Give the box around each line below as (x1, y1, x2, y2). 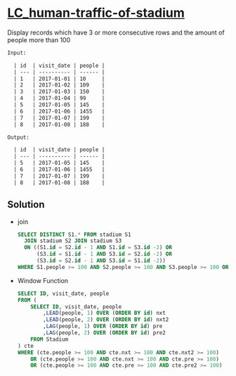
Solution (7, 199, 45, 211)
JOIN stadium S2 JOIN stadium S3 (24, 237, 122, 244)
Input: (7, 49, 27, 56)
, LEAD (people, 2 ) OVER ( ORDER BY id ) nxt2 (43, 316, 169, 323)
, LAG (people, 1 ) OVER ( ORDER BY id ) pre (43, 322, 163, 330)
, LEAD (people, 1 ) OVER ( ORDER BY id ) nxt (43, 310, 166, 317)
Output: (7, 134, 30, 141)
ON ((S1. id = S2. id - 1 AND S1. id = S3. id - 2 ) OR (24, 244, 172, 251)
